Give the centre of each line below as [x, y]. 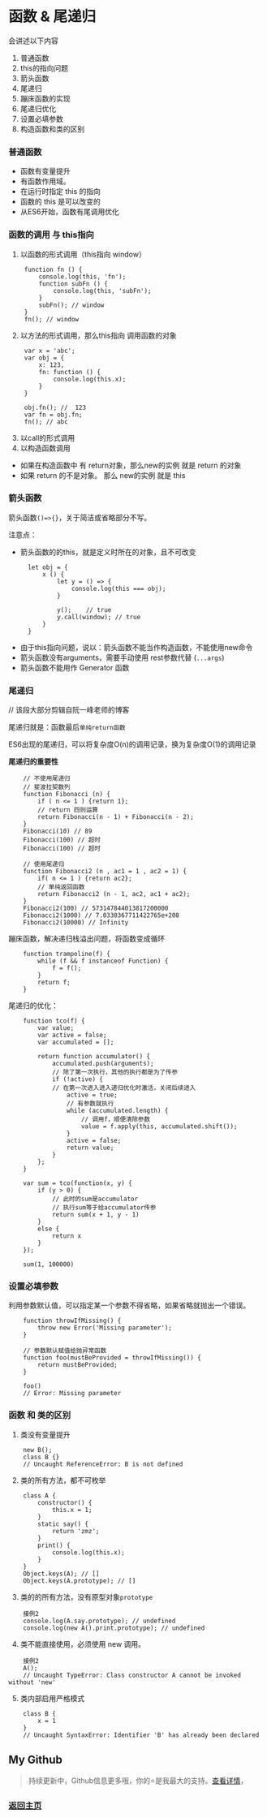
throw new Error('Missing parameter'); [105, 1328]
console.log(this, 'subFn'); [102, 291]
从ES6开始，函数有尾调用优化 [69, 212]
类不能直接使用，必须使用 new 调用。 [83, 1644]
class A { [40, 1495]
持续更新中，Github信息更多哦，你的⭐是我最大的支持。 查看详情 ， [138, 1780]
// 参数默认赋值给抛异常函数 [65, 1351]
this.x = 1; [72, 1510]
